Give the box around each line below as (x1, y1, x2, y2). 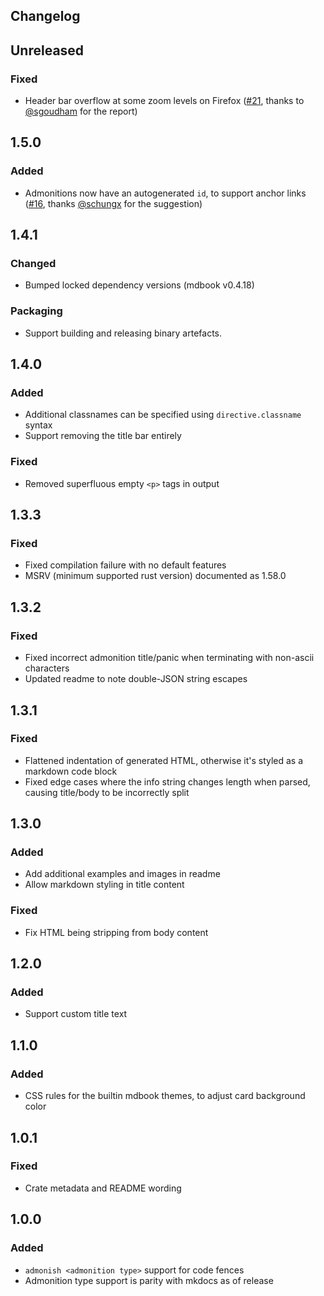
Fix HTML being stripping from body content (24, 926, 209, 938)
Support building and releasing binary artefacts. (24, 327, 222, 339)
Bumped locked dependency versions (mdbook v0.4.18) (24, 279, 255, 291)
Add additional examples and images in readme (24, 868, 221, 880)
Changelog (10, 8, 81, 25)
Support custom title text (24, 1008, 128, 1020)
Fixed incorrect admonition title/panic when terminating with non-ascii (24, 652, 315, 664)
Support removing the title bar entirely (24, 430, 182, 442)
